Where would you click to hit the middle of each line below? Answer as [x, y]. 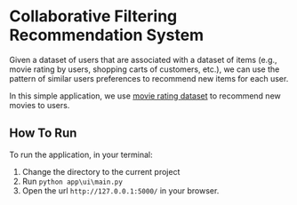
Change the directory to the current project [101, 171]
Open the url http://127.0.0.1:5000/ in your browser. [120, 190]
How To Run [43, 134]
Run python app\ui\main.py [72, 181]
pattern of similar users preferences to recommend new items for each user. [149, 78]
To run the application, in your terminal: [81, 154]
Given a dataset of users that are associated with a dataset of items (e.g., [143, 59]
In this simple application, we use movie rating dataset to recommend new [145, 96]
